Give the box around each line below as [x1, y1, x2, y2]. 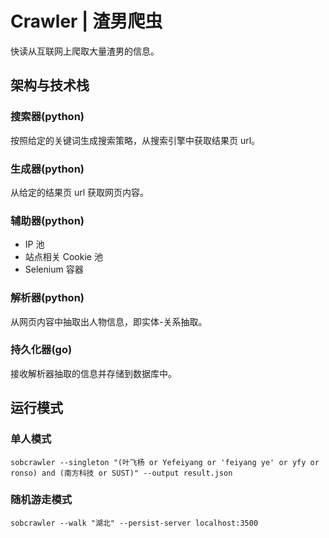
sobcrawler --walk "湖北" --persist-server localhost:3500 [10, 518, 259, 528]
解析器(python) [10, 291, 85, 305]
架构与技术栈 [10, 77, 90, 94]
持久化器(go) [10, 343, 73, 357]
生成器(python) [10, 162, 85, 176]
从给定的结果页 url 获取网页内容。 [10, 186, 150, 198]
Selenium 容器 [24, 263, 84, 276]
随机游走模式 [10, 493, 73, 507]
